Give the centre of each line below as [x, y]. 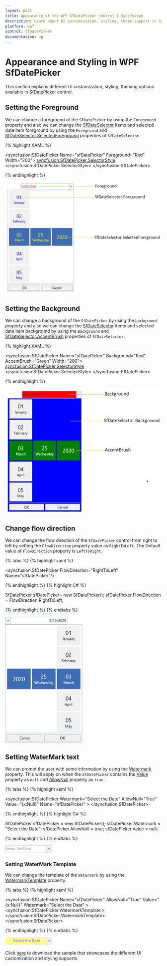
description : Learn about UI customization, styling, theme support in [81, 21]
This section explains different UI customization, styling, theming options [80, 86]
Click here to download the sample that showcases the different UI [73, 953]
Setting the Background [43, 309]
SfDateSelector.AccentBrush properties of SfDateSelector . [65, 336]
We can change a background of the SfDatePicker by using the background [82, 321]
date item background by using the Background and [57, 331]
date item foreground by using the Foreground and [56, 130]
